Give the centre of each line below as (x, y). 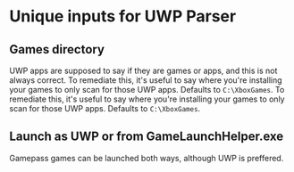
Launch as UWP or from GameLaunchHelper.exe (147, 137)
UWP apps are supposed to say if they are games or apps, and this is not (143, 70)
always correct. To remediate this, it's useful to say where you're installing (146, 80)
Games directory (57, 49)
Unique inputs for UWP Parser (123, 16)
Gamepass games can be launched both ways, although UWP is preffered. (147, 158)
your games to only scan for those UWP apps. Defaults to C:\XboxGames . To (147, 90)
